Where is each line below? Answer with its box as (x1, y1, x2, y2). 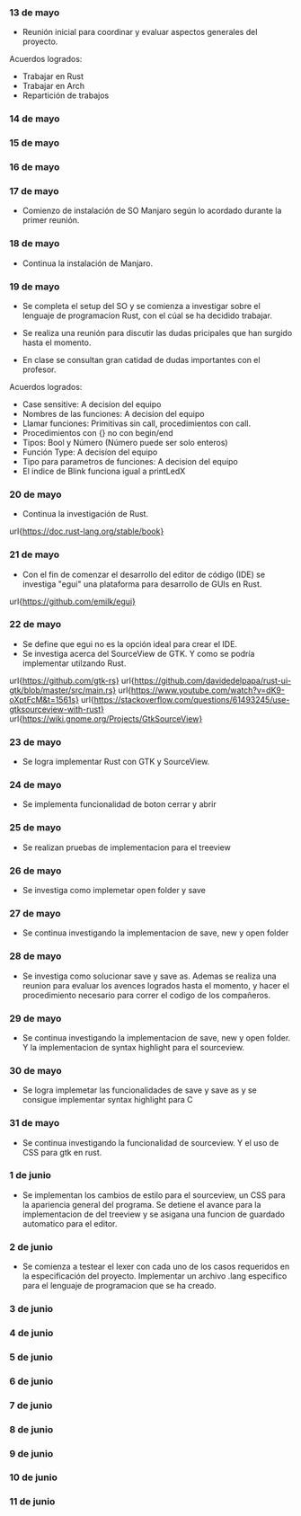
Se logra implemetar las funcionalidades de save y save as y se (22, 1085, 258, 1095)
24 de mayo (9, 779, 62, 792)
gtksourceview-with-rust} (9, 704, 105, 714)
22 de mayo (9, 618, 62, 631)
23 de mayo (9, 735, 62, 748)
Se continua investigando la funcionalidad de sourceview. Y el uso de (22, 1137, 279, 1148)
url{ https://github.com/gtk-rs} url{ (9, 675, 135, 686)
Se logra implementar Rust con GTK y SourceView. (22, 757, 210, 767)
